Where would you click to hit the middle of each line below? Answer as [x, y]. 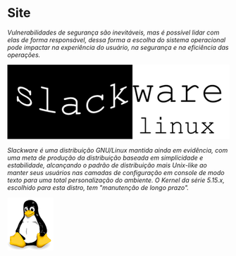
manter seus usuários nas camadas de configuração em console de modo [116, 172]
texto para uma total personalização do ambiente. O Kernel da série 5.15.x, [116, 180]
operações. [24, 55]
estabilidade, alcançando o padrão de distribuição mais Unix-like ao [107, 165]
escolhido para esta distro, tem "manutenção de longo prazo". [98, 187]
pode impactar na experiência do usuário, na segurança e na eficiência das [118, 47]
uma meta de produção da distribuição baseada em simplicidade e [105, 158]
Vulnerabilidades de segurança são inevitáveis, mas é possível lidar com [113, 32]
